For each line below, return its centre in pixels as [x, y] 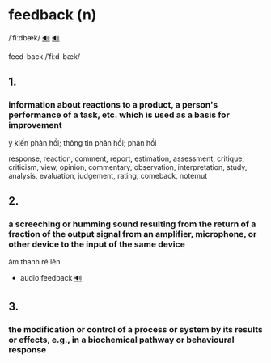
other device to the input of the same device [97, 244]
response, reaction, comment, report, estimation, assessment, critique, [127, 158]
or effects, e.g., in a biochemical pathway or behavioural [121, 340]
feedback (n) [53, 15]
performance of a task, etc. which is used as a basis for [119, 115]
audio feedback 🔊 [51, 278]
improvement [35, 125]
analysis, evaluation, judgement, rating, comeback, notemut [108, 175]
